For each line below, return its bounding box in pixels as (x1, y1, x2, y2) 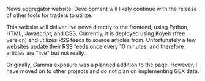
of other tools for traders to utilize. (6, 12, 93, 19)
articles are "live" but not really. (6, 49, 86, 57)
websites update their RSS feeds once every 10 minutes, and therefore (6, 43, 184, 50)
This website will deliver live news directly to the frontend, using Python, (6, 24, 189, 30)
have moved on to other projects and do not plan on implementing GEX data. (6, 68, 199, 75)
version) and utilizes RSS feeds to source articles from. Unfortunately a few (6, 37, 196, 43)
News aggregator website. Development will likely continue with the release (6, 5, 197, 12)
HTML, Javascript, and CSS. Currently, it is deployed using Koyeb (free (6, 30, 185, 37)
